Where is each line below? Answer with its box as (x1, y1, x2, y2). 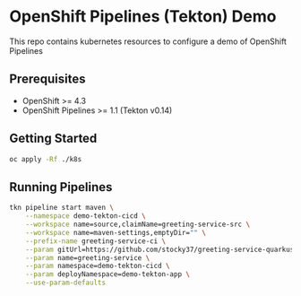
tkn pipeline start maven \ (9, 204, 115, 213)
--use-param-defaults (25, 278, 106, 288)
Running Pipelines (9, 179, 113, 195)
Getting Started (9, 131, 98, 146)
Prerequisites (9, 72, 86, 87)
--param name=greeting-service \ (25, 253, 150, 262)
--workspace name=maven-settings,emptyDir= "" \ (25, 228, 206, 237)
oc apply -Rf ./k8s (9, 154, 82, 163)
